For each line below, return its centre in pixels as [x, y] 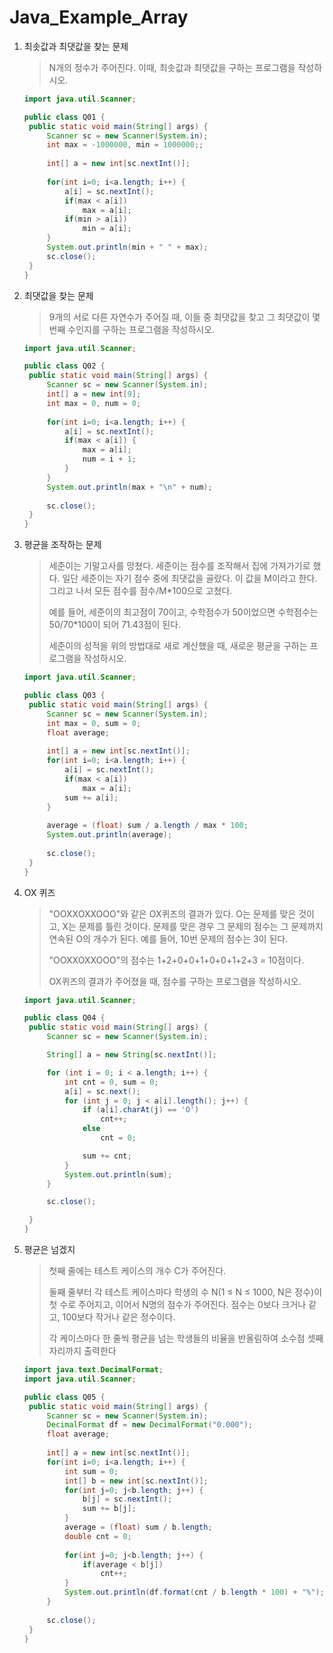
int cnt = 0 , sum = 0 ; [111, 1082]
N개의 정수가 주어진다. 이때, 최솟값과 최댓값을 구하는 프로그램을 [172, 67]
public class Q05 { [64, 1397]
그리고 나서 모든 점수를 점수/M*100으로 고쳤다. [140, 591]
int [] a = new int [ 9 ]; [94, 394]
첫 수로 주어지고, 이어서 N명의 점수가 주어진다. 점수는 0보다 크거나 [177, 1305]
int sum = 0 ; [91, 1471]
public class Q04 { [64, 1018]
